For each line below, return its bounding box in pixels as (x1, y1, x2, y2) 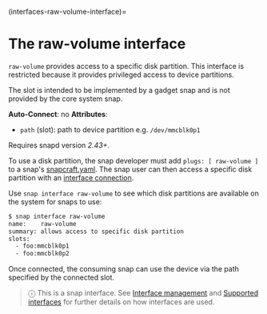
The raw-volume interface (8, 35, 186, 53)
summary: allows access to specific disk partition (8, 227, 184, 235)
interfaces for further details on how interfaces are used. (27, 297, 215, 307)
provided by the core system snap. (8, 94, 123, 103)
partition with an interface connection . (8, 172, 134, 183)
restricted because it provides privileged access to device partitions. (8, 70, 234, 79)
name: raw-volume (8, 219, 78, 227)
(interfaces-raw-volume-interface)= (8, 7, 127, 16)
